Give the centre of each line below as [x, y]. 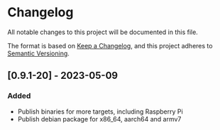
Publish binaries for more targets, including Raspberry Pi [100, 112]
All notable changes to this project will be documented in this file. [103, 32]
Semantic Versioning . [38, 53]
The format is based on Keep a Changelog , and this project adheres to [110, 45]
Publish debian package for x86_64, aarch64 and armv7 [99, 119]
